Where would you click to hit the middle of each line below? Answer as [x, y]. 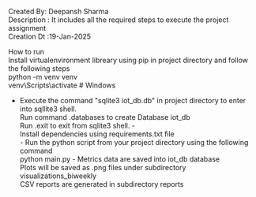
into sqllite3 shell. [48, 109]
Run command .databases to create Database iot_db [105, 117]
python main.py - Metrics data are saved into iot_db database [119, 159]
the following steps [39, 69]
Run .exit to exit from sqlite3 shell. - [77, 126]
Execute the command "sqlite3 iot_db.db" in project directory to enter [133, 100]
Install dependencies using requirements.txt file [97, 134]
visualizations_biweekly [58, 176]
